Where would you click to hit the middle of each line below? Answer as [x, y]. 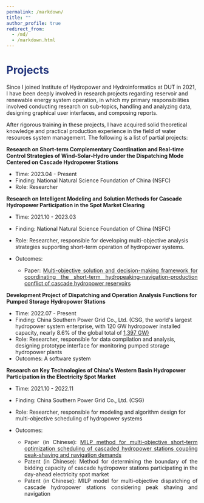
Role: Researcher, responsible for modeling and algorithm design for [100, 412]
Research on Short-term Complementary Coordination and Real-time [95, 149]
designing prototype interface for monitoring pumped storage [92, 345]
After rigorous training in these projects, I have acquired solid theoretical [97, 125]
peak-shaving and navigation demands [73, 455]
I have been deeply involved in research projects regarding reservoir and [97, 93]
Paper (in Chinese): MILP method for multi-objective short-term [111, 442]
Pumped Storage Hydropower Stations [56, 301]
